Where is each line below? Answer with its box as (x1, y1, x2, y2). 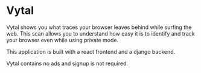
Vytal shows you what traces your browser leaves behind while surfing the (6, 24, 192, 31)
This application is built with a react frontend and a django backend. (6, 48, 176, 55)
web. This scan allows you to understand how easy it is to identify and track (6, 30, 195, 37)
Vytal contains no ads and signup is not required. (6, 60, 129, 67)
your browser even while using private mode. (6, 36, 119, 43)
